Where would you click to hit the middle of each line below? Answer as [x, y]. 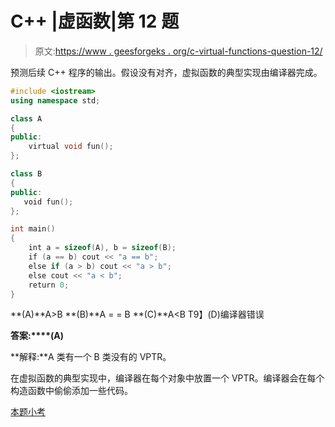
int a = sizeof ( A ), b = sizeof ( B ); [102, 248]
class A [26, 118]
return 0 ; [49, 285]
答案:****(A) [37, 336]
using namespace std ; [55, 100]
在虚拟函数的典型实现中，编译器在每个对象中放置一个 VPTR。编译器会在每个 [167, 378]
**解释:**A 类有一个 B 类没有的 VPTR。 [91, 357]
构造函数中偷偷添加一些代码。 [71, 391]
